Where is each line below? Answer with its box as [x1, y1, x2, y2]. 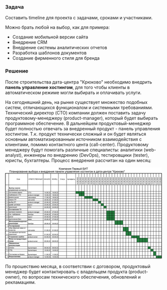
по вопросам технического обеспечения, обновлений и [22, 274, 141, 280]
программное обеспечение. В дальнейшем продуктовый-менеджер [5, 120, 152, 126]
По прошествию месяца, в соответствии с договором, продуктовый [5, 263, 151, 269]
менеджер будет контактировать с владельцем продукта [5, 269, 128, 275]
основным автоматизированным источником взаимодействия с [5, 136, 142, 142]
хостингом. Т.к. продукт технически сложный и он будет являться [5, 131, 147, 137]
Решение [5, 68, 29, 75]
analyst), [5, 152, 23, 158]
